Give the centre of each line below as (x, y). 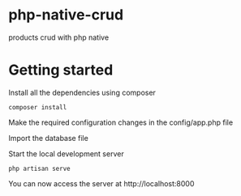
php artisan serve (39, 168)
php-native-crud (66, 15)
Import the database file (49, 138)
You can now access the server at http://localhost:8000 (101, 183)
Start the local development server (66, 153)
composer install (38, 107)
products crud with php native (59, 37)
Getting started (61, 70)
